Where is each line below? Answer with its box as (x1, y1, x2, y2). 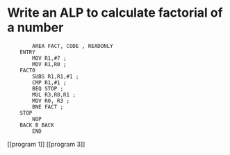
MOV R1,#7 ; (32, 54, 67, 62)
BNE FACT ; (32, 103, 64, 111)
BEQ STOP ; (32, 85, 64, 92)
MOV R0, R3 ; (32, 97, 70, 104)
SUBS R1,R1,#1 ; (32, 73, 79, 80)
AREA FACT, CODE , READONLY (32, 42, 113, 49)
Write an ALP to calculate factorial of (7, 5, 224, 21)
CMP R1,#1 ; (32, 79, 67, 86)
